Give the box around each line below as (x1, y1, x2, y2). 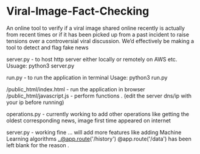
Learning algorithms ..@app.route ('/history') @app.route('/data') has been (6, 135, 191, 142)
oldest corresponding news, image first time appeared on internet (6, 117, 171, 124)
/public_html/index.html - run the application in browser (6, 85, 145, 93)
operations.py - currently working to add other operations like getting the (6, 110, 190, 117)
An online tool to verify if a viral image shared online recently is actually (6, 24, 185, 32)
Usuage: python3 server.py (6, 62, 75, 69)
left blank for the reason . (6, 141, 70, 149)
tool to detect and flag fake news (6, 44, 89, 51)
